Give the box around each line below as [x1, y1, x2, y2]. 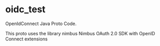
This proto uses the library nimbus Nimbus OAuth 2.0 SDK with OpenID [5, 30, 155, 36]
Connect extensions [5, 36, 48, 42]
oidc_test [5, 4, 46, 15]
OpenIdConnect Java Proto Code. [5, 20, 77, 27]
